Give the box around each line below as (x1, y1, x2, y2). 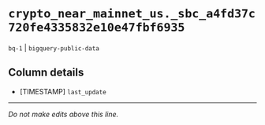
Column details (8, 66, 84, 79)
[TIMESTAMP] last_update (19, 86, 106, 96)
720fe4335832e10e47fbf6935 (8, 20, 185, 35)
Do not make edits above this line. (8, 109, 119, 119)
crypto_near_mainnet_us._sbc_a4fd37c (8, 6, 256, 21)
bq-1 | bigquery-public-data (8, 42, 100, 53)
